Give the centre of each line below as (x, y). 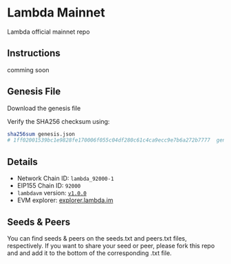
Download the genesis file (44, 108)
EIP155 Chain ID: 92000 (49, 186)
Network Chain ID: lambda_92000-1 (66, 178)
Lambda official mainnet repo (49, 32)
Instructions (34, 53)
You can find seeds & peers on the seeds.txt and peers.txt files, (97, 238)
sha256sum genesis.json (41, 134)
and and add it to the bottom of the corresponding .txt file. (89, 253)
